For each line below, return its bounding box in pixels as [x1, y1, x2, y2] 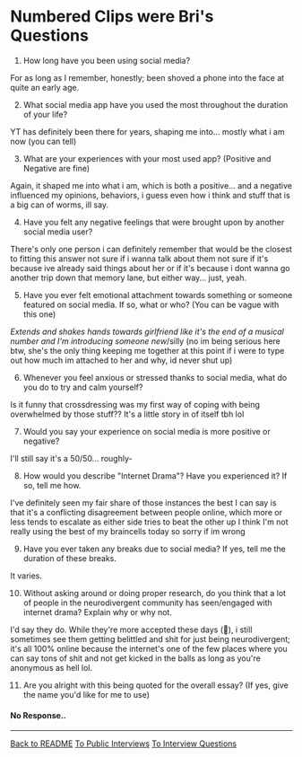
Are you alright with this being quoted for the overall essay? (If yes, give [22, 680, 289, 691]
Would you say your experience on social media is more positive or [22, 426, 272, 436]
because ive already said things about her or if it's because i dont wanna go [10, 262, 290, 273]
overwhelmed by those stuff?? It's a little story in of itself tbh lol [10, 409, 245, 419]
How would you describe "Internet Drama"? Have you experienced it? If [22, 470, 288, 481]
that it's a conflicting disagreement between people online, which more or [10, 506, 283, 517]
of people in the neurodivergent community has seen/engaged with [22, 597, 272, 608]
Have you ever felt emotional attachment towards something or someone [22, 289, 293, 300]
